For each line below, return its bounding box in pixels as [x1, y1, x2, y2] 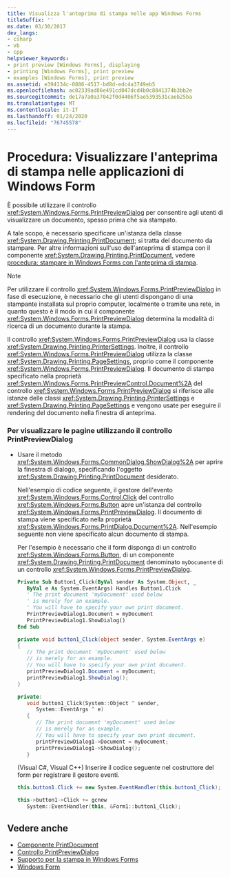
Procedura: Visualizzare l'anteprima [7, 149, 218, 164]
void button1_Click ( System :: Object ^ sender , [26, 700, 160, 706]
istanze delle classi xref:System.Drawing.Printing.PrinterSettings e [7, 394, 195, 403]
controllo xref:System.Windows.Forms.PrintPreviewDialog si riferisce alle [7, 387, 214, 395]
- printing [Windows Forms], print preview [7, 68, 134, 75]
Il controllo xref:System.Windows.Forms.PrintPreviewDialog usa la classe [7, 336, 215, 344]
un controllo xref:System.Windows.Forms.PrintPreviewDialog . [17, 565, 192, 573]
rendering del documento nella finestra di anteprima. [7, 409, 156, 417]
